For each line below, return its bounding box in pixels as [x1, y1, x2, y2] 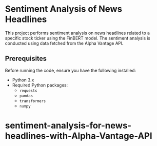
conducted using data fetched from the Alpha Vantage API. [5, 40, 123, 46]
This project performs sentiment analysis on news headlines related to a [5, 30, 150, 36]
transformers [19, 99, 46, 104]
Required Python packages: [12, 82, 68, 88]
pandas [19, 93, 33, 98]
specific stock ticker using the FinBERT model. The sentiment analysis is [5, 35, 151, 41]
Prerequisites [5, 55, 47, 63]
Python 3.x [12, 77, 34, 83]
